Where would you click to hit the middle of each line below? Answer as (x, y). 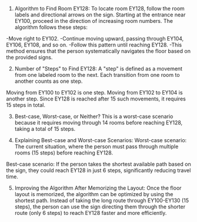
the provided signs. (29, 57)
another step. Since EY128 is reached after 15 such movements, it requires (96, 99)
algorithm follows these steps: (51, 27)
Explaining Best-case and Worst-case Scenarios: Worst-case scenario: (101, 140)
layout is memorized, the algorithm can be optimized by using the (94, 194)
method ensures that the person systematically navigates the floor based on (98, 51)
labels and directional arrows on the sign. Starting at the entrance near (100, 15)
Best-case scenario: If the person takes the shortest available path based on (98, 164)
